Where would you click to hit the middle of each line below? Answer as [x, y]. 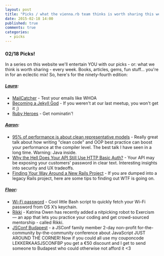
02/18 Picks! [20, 54]
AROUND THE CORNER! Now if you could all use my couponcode [78, 238]
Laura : [12, 86]
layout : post [18, 9]
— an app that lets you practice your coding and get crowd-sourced [81, 218]
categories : [17, 32]
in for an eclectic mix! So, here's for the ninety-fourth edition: [66, 75]
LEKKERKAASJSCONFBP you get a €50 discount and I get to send [79, 243]
